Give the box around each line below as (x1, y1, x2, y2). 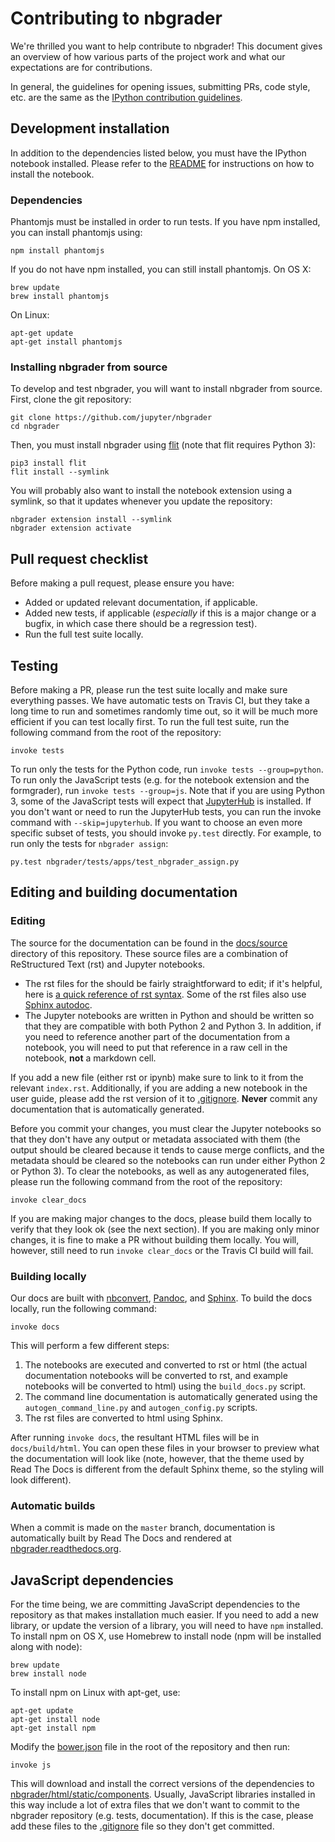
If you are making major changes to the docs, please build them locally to (10, 1212, 312, 1224)
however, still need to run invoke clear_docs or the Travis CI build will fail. (10, 1244, 314, 1256)
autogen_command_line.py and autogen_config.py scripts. (24, 1401, 258, 1413)
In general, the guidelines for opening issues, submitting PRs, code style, (10, 80, 311, 92)
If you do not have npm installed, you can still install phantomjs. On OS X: (10, 263, 312, 276)
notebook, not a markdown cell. (24, 1052, 157, 1064)
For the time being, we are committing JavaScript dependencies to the (10, 1598, 301, 1611)
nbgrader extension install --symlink (10, 515, 172, 525)
